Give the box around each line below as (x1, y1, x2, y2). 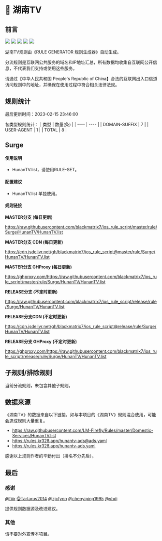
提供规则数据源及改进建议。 (5, 506, 60, 512)
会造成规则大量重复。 (5, 418, 47, 424)
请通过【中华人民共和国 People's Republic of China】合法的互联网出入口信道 (5, 76, 158, 82)
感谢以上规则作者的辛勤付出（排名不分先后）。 (5, 453, 96, 459)
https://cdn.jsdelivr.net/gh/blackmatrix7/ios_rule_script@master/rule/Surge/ (5, 248, 156, 255)
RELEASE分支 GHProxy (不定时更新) (5, 338, 77, 344)
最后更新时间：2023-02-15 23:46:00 (5, 111, 78, 117)
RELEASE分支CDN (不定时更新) (5, 313, 68, 319)
